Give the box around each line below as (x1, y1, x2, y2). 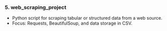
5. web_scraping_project (5, 4, 67, 11)
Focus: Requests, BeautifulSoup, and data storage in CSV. (12, 20, 133, 26)
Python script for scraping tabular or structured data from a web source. (12, 15, 162, 21)
